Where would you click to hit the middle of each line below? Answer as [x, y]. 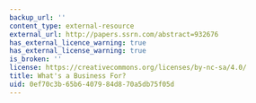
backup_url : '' [38, 17]
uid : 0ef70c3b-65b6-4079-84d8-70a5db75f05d [92, 84]
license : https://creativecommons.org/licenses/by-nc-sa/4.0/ [128, 68]
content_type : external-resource [72, 26]
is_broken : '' [36, 59]
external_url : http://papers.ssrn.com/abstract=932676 [114, 34]
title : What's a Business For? [68, 76]
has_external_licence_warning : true [78, 43]
